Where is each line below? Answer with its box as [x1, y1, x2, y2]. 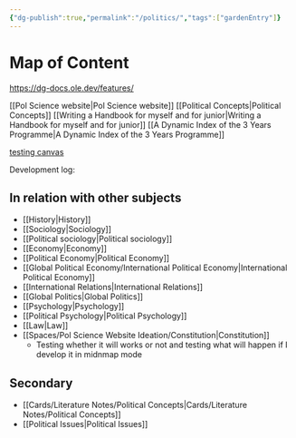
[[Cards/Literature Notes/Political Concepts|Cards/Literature [22, 400, 247, 411]
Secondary [9, 375, 73, 391]
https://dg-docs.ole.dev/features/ [9, 83, 134, 93]
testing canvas [9, 146, 64, 157]
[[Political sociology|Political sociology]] [22, 233, 173, 245]
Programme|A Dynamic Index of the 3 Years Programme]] [9, 129, 224, 140]
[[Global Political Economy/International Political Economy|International [22, 262, 288, 273]
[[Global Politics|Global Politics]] [22, 291, 143, 302]
